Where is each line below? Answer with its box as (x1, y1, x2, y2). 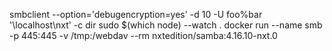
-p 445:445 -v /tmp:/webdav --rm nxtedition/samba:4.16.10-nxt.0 (9, 30, 278, 41)
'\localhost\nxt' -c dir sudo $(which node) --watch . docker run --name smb (9, 19, 323, 31)
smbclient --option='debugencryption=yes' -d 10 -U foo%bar (9, 9, 263, 20)
